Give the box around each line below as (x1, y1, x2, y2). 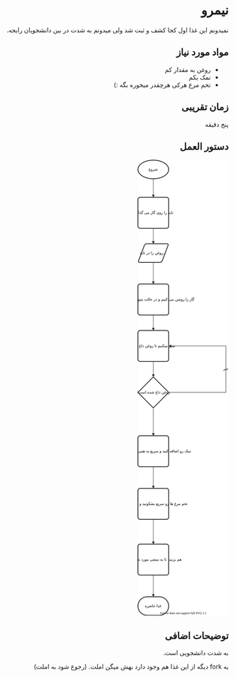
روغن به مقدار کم (164, 65, 211, 73)
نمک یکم (188, 73, 211, 81)
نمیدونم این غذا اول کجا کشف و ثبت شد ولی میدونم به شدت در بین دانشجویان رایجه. (6, 26, 229, 34)
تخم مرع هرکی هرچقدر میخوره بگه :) (113, 80, 211, 89)
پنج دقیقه (205, 120, 229, 128)
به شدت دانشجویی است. (163, 649, 229, 657)
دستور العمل (179, 140, 229, 152)
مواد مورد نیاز (176, 46, 229, 58)
